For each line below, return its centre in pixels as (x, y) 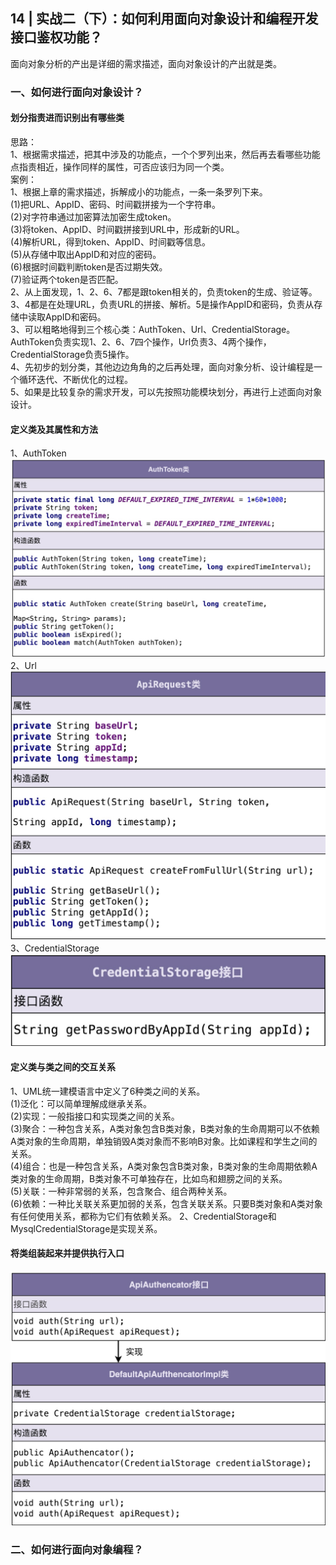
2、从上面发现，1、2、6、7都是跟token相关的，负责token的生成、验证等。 (164, 291)
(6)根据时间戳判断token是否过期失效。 (89, 266)
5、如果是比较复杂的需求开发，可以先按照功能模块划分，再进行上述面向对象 (166, 391)
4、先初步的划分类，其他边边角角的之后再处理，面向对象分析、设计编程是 (162, 366)
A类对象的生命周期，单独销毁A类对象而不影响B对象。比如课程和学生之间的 (164, 1141)
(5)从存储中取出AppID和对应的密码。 (86, 254)
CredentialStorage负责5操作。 (72, 354)
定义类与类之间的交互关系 (63, 1067)
